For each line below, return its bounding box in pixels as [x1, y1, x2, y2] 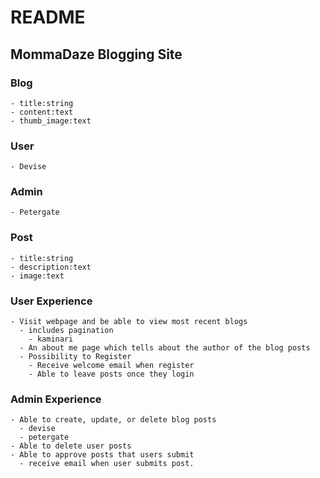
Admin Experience [10, 392, 102, 406]
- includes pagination [19, 326, 114, 336]
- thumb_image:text [10, 116, 92, 126]
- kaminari [28, 334, 74, 345]
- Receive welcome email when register [28, 361, 195, 371]
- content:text [10, 107, 74, 117]
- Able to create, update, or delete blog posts [10, 415, 217, 425]
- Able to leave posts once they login [28, 369, 195, 380]
